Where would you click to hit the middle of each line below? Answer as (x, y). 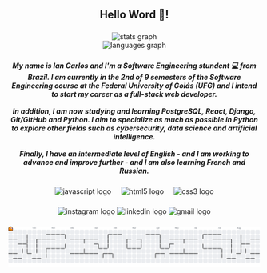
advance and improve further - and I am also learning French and (134, 163)
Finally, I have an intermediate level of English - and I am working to (134, 154)
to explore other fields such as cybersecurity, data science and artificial (134, 128)
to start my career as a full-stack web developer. (134, 94)
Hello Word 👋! (134, 15)
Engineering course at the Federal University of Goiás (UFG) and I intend (134, 86)
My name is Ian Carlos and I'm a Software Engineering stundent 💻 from (134, 66)
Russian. (134, 171)
